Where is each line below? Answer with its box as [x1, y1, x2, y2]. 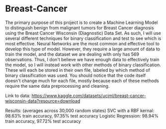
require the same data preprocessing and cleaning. [5, 83, 110, 89]
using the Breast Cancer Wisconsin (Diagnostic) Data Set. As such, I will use [5, 30, 162, 36]
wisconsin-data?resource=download [5, 98, 81, 104]
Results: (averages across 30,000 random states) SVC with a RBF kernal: [5, 108, 155, 114]
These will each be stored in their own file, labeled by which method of [5, 67, 150, 73]
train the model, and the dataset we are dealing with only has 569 [5, 51, 139, 57]
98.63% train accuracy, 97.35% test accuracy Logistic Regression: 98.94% [5, 113, 159, 119]
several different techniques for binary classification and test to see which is [5, 35, 162, 41]
